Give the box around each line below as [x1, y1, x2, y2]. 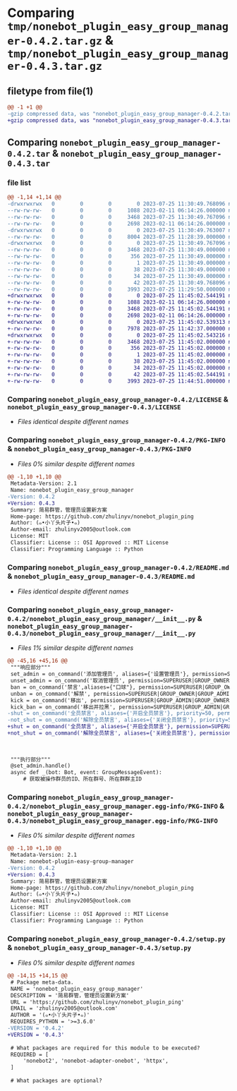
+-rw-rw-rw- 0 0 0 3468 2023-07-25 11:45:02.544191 [7, 306, 226, 313]
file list [7, 178, 32, 188]
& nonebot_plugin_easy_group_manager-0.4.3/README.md [7, 571, 195, 581]
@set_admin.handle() [10, 762, 71, 770]
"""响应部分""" [10, 664, 51, 671]
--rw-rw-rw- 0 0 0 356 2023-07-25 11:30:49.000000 [7, 253, 226, 260]
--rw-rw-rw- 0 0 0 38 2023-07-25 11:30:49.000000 [7, 266, 226, 273]
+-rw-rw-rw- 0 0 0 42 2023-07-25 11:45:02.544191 [7, 370, 226, 378]
